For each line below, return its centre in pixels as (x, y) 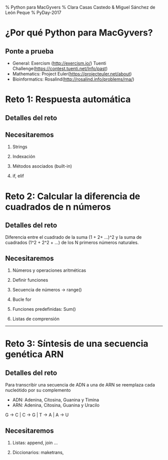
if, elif (18, 176)
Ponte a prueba (29, 51)
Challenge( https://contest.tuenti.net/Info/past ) (60, 69)
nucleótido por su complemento (38, 390)
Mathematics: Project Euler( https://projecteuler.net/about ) (72, 74)
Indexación (24, 157)
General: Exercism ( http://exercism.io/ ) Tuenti (59, 63)
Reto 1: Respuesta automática (68, 99)
